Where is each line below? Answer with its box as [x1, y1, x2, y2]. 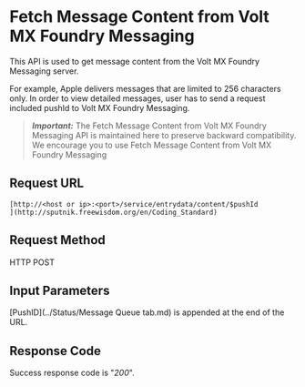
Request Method [9, 232, 107, 248]
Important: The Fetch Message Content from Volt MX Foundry [31, 120, 267, 131]
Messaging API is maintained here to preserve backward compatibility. [31, 129, 297, 140]
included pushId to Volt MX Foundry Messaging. [9, 102, 190, 113]
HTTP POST [9, 257, 55, 268]
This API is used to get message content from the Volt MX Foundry [9, 56, 260, 66]
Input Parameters [9, 282, 110, 298]
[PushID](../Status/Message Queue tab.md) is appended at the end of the [9, 307, 285, 318]
